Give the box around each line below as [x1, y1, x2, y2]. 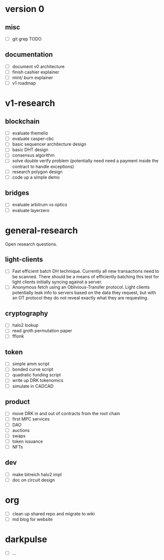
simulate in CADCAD [12, 383, 54, 389]
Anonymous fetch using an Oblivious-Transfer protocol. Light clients [12, 284, 150, 290]
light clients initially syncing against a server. [12, 279, 103, 285]
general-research [5, 225, 78, 236]
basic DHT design [12, 147, 48, 153]
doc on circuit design [12, 477, 55, 483]
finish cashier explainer [12, 69, 60, 75]
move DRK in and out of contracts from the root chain [12, 411, 120, 417]
